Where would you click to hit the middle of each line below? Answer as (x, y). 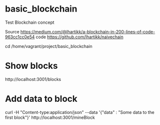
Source (12, 31)
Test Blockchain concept (30, 22)
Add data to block (41, 99)
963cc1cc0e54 (20, 37)
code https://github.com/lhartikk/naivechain (80, 37)
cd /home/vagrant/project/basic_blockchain (49, 46)
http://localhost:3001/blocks (33, 79)
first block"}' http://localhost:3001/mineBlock (50, 117)
